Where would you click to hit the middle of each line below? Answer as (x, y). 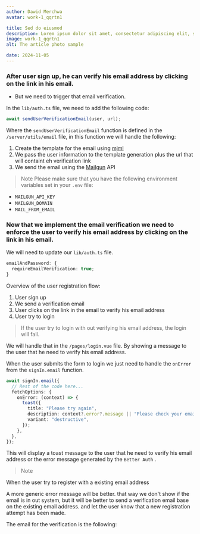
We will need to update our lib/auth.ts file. (60, 252)
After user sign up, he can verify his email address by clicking (97, 76)
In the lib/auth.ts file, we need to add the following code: (78, 108)
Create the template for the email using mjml (69, 148)
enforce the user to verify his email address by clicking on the (97, 232)
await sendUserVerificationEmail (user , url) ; (63, 119)
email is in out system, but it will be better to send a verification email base (98, 500)
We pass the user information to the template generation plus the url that (104, 155)
